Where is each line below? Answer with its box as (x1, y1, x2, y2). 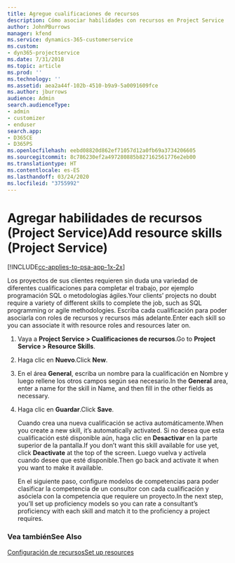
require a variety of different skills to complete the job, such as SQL (7, 299, 202, 307)
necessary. (17, 392, 50, 400)
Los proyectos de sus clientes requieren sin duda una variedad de (7, 276, 198, 285)
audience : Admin (7, 95, 55, 102)
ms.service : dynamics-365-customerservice (7, 36, 133, 43)
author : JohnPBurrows (7, 23, 71, 30)
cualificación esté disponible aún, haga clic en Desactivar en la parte (17, 434, 218, 442)
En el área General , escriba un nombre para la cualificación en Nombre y (17, 369, 229, 378)
